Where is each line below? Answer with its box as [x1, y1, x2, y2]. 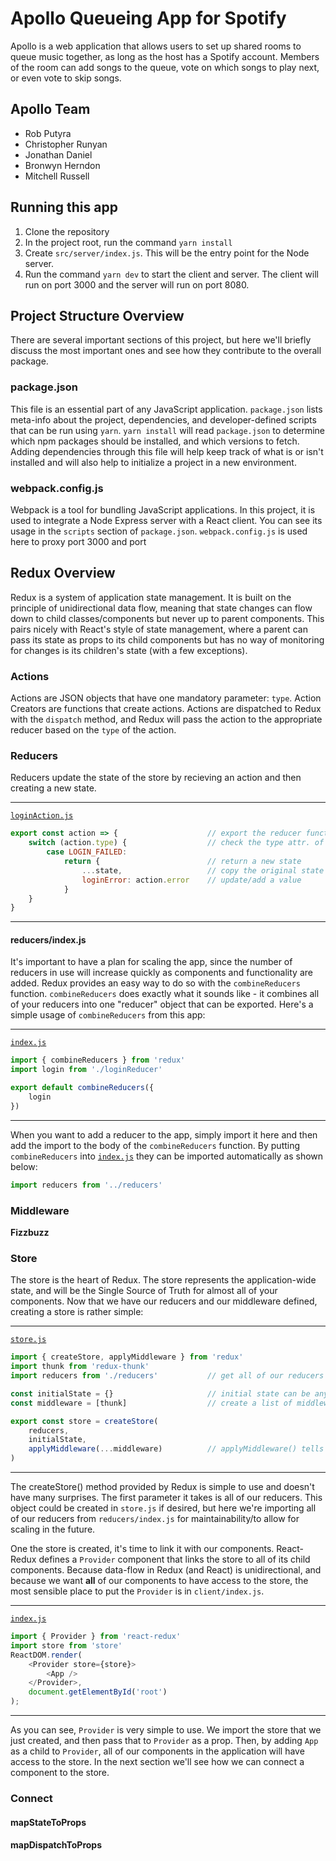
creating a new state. [10, 782, 97, 794]
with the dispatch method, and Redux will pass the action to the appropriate [10, 713, 323, 726]
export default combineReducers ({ [10, 1083, 155, 1093]
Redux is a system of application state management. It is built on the [10, 591, 292, 603]
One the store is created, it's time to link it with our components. [10, 1543, 275, 1555]
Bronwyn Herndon [24, 159, 101, 171]
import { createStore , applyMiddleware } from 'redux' [10, 1352, 244, 1362]
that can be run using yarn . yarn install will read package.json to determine [10, 424, 326, 436]
